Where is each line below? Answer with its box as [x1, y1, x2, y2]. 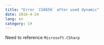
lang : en [5, 16, 23, 21]
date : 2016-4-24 [5, 12, 39, 17]
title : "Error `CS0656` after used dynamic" [5, 7, 99, 12]
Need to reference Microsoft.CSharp [5, 35, 80, 41]
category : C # [5, 21, 32, 26]
